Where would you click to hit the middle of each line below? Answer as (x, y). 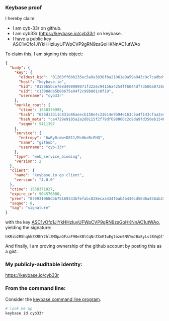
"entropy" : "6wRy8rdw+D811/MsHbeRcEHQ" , (61, 138)
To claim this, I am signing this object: (44, 54)
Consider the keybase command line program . (53, 299)
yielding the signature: (28, 228)
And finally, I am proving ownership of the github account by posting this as (83, 246)
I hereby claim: (21, 19)
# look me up (19, 308)
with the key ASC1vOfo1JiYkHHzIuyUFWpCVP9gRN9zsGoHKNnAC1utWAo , (83, 222)
